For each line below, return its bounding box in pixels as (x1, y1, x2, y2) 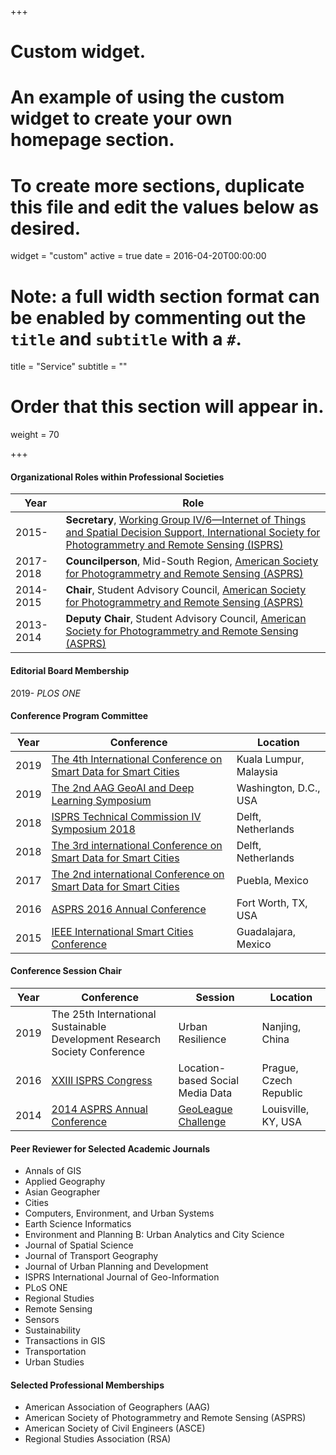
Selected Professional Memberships (10, 1379, 165, 1391)
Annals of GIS (24, 1165, 82, 1177)
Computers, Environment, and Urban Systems (24, 1207, 215, 1220)
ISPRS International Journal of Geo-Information (24, 1271, 220, 1283)
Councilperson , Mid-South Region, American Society (65, 554, 319, 568)
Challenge (178, 1115, 227, 1128)
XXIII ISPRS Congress (51, 1074, 153, 1087)
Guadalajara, (236, 924, 296, 938)
